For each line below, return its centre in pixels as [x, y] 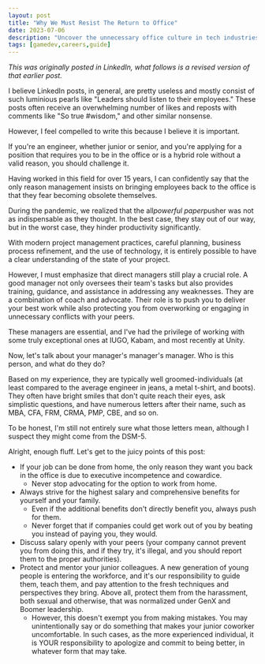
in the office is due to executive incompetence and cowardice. [121, 476]
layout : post [30, 15]
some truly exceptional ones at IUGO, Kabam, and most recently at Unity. [127, 341]
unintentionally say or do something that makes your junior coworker [143, 626]
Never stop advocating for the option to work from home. [124, 484]
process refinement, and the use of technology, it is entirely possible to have [132, 251]
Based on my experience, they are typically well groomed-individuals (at [125, 379]
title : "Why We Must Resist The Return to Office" [93, 23]
